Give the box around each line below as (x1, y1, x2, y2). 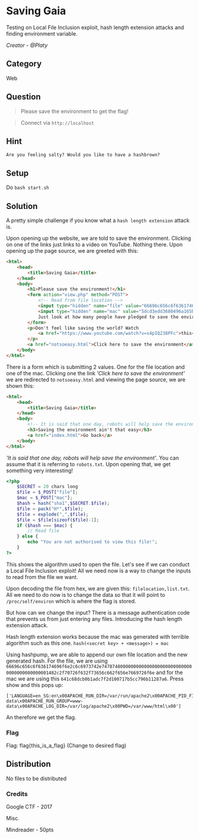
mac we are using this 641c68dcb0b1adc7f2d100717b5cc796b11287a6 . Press (6, 675, 184, 682)
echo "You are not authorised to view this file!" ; (27, 539, 158, 545)
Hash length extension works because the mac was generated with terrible (6, 633, 190, 640)
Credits (6, 790, 28, 798)
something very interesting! (6, 467, 73, 474)
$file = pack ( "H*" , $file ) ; (17, 506, 84, 512)
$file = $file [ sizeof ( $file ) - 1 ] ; (17, 517, 99, 523)
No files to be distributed (6, 775, 67, 782)
